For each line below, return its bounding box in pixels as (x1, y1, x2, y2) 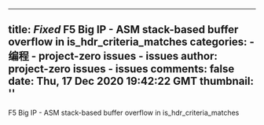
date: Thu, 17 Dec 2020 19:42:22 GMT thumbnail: (8, 75, 254, 88)
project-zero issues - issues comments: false (8, 62, 235, 75)
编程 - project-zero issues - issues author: (8, 50, 218, 63)
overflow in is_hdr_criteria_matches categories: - (8, 35, 255, 49)
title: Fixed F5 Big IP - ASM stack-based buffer (8, 23, 239, 36)
